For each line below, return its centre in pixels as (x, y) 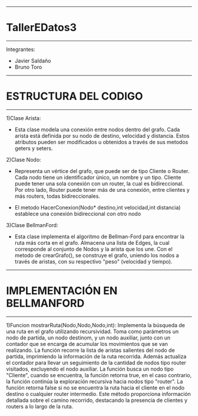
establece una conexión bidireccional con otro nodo (78, 214)
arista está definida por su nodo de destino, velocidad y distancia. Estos (102, 135)
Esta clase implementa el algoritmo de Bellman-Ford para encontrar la (99, 237)
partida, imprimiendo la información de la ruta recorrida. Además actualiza (96, 356)
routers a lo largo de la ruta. (40, 406)
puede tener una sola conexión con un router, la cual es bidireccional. (99, 184)
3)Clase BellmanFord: (32, 225)
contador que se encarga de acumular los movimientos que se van (87, 344)
